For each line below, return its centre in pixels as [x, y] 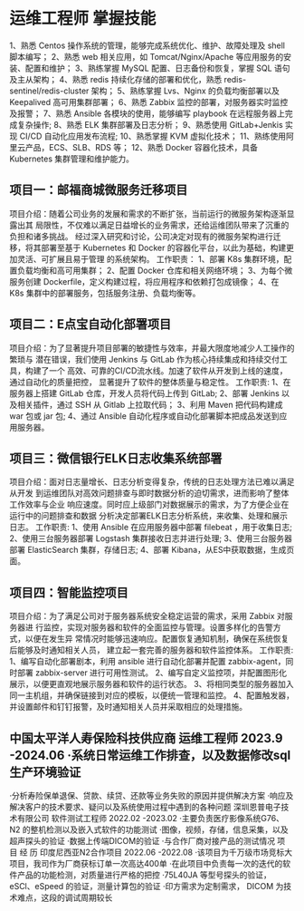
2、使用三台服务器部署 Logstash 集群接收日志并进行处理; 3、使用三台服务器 [151, 538]
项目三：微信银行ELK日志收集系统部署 [116, 458]
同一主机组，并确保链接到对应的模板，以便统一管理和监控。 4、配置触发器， [152, 695]
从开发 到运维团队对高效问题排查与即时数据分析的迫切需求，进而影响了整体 [149, 493]
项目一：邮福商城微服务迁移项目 [99, 190]
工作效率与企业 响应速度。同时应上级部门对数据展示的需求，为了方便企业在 [149, 505]
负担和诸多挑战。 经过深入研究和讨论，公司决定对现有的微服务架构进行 [141, 236]
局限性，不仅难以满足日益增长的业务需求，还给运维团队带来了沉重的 [162, 225]
